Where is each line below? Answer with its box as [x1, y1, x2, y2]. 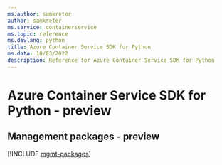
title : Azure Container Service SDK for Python [7, 43, 152, 50]
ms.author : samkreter [7, 10, 72, 18]
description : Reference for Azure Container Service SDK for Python [7, 57, 215, 64]
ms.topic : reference [7, 30, 69, 38]
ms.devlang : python [7, 37, 65, 44]
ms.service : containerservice [7, 23, 97, 31]
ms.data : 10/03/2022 [7, 50, 69, 58]
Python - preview [7, 102, 112, 118]
